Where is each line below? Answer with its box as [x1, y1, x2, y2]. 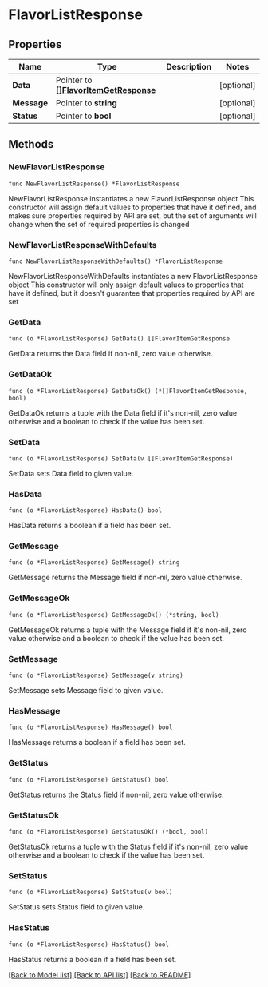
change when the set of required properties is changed [8, 219, 190, 229]
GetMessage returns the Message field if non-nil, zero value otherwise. [8, 573, 242, 583]
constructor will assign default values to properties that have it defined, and [8, 202, 257, 212]
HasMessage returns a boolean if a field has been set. [8, 738, 186, 747]
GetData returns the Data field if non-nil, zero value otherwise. [8, 349, 213, 359]
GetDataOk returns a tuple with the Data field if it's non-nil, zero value [8, 408, 238, 417]
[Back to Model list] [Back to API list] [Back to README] [8, 969, 191, 980]
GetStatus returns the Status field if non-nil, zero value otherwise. [8, 790, 224, 799]
